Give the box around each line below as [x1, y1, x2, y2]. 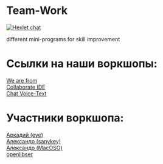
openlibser [6, 150, 33, 158]
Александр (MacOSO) [6, 144, 63, 151]
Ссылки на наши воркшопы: [6, 57, 158, 70]
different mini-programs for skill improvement [6, 35, 120, 43]
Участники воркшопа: [6, 111, 124, 125]
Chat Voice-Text [6, 89, 47, 97]
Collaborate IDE [6, 83, 46, 91]
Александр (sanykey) [6, 137, 61, 145]
